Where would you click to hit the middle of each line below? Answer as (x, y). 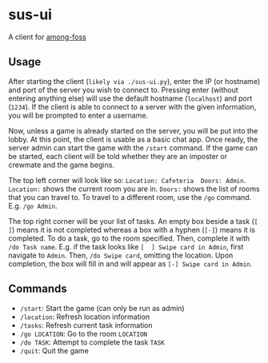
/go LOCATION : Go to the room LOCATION (84, 333)
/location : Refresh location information (85, 317)
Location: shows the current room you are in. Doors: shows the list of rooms (134, 189)
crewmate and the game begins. (61, 165)
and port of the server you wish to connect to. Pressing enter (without (123, 90)
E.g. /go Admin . (33, 205)
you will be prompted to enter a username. (78, 115)
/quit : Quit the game (54, 350)
